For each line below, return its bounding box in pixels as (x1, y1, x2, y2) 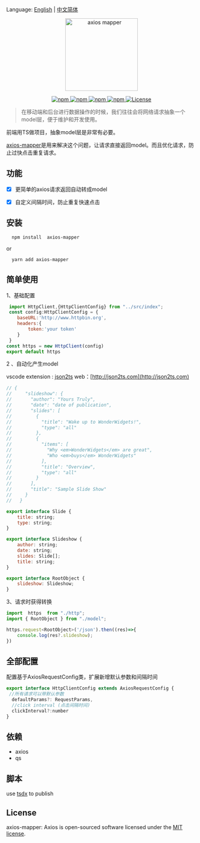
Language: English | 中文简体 (6, 6, 79, 13)
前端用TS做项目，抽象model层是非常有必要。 (6, 129, 119, 135)
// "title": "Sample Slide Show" (6, 486, 107, 493)
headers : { (17, 320, 42, 327)
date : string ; (17, 547, 53, 554)
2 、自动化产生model (6, 360, 59, 367)
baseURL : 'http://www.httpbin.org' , (17, 315, 107, 321)
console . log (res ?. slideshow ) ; (17, 632, 94, 638)
